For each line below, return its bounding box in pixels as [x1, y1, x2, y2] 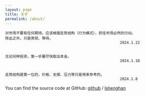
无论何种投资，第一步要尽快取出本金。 [5, 54, 72, 59]
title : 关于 [5, 12, 28, 17]
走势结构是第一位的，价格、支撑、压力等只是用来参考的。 [5, 72, 105, 77]
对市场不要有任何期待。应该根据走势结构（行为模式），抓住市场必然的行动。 [5, 31, 136, 36]
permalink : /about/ [5, 16, 45, 21]
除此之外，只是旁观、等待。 [5, 36, 53, 41]
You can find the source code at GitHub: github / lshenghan [5, 85, 126, 91]
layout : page [5, 7, 32, 12]
